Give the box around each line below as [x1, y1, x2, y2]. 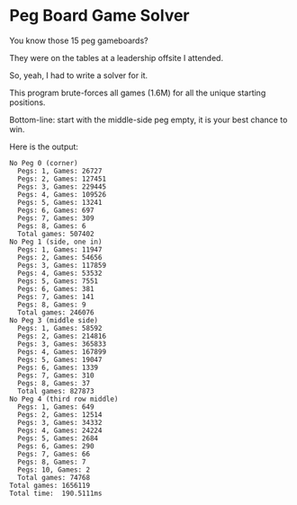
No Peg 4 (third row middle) [9, 394, 119, 403]
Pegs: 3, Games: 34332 [17, 418, 103, 427]
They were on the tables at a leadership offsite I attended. [9, 52, 223, 63]
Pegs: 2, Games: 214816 [17, 332, 106, 341]
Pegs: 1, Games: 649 [17, 402, 94, 412]
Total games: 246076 [17, 307, 94, 317]
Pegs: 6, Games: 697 [17, 206, 94, 215]
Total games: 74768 [17, 473, 91, 482]
